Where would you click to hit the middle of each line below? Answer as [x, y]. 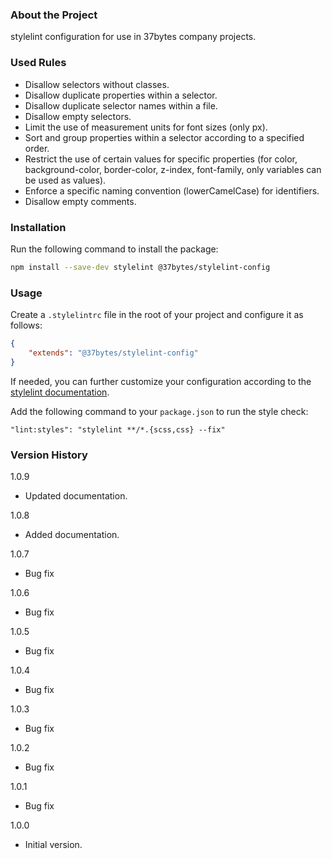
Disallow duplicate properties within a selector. [121, 95]
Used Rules [38, 63]
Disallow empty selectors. [78, 116]
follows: [26, 325]
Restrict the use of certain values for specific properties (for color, [161, 159]
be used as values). [65, 180]
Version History [49, 455]
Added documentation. [72, 534]
